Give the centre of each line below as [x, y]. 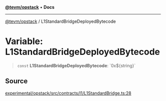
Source [17, 81]
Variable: [24, 41]
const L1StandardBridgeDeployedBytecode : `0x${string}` [76, 65]
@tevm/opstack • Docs [30, 7]
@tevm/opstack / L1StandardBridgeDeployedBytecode [61, 21]
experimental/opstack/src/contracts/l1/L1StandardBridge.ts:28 [68, 93]
